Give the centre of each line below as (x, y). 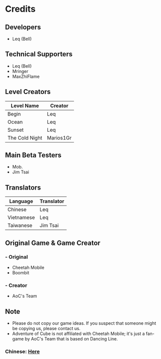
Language (21, 201)
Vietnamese (21, 217)
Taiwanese (20, 225)
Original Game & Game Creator (53, 243)
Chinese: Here (23, 351)
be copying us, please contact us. (46, 329)
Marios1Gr (59, 138)
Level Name (25, 105)
